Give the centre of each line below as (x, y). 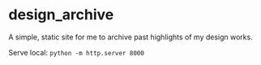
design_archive (61, 15)
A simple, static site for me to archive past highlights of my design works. (130, 37)
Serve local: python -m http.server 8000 (76, 52)
